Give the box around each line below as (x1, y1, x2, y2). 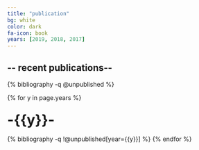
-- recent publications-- (7, 62, 113, 74)
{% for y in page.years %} (7, 93, 82, 101)
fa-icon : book (7, 29, 49, 37)
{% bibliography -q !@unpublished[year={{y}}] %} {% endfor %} (7, 135, 192, 143)
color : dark (7, 23, 42, 30)
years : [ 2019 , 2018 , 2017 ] (7, 36, 85, 43)
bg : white (7, 17, 36, 24)
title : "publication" (7, 10, 70, 17)
